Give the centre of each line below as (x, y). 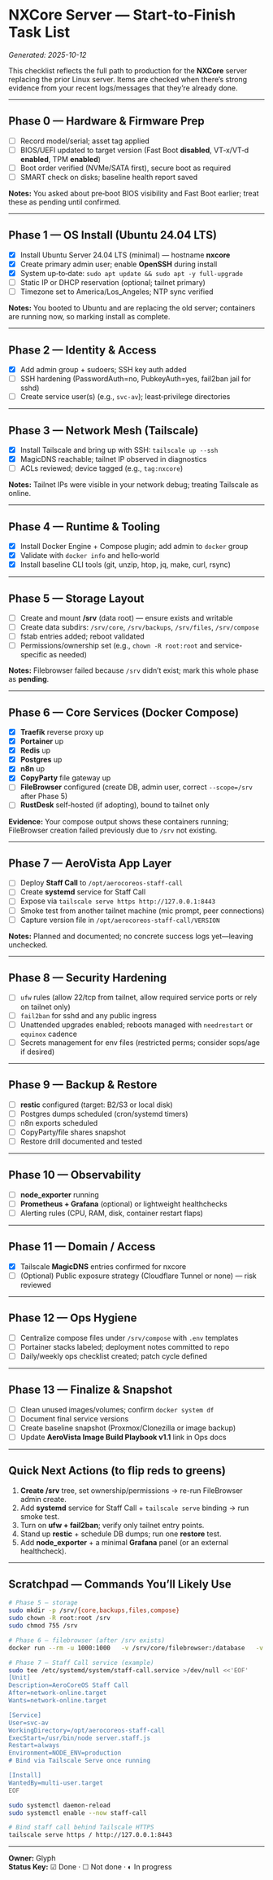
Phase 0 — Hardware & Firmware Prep (106, 121)
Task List (39, 32)
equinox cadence (49, 1034)
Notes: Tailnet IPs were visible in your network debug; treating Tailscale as (133, 485)
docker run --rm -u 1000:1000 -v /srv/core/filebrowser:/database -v (136, 1648)
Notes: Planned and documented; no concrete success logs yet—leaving (131, 936)
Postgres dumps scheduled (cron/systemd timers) (104, 1114)
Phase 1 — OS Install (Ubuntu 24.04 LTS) (113, 235)
